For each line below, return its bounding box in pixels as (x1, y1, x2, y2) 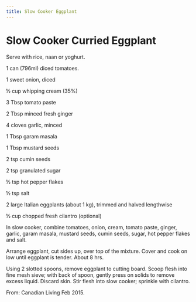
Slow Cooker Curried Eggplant (6, 33, 156, 47)
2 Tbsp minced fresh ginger (6, 110, 73, 117)
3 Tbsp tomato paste (6, 99, 57, 106)
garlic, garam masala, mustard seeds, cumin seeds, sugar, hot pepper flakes (6, 230, 190, 237)
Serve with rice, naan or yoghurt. (6, 53, 85, 60)
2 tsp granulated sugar (6, 167, 61, 174)
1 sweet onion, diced (6, 76, 56, 83)
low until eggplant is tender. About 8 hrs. (6, 253, 104, 261)
